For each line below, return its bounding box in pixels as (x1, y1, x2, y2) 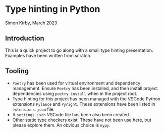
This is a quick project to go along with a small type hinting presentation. (5, 47, 154, 53)
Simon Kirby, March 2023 (5, 20, 57, 26)
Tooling (5, 67, 29, 75)
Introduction (5, 34, 45, 43)
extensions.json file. (12, 106, 55, 112)
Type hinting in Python (5, 3, 101, 15)
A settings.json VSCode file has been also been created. (12, 111, 130, 117)
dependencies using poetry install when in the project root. (12, 90, 138, 96)
